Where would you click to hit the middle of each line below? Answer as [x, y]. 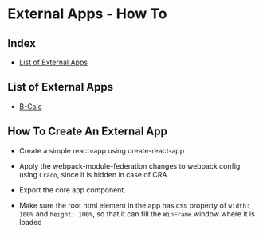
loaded [30, 222]
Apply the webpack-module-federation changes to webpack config [130, 166]
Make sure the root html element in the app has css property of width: [134, 205]
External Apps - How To [87, 14]
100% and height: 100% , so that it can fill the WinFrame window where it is [137, 214]
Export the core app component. [73, 190]
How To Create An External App [88, 132]
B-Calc [30, 106]
